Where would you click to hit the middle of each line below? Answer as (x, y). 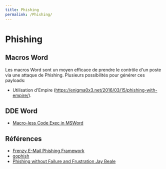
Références (23, 139)
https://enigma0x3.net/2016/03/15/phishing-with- (106, 90)
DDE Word (21, 111)
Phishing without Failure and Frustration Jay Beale (64, 161)
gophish (21, 156)
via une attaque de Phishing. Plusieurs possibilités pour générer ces (75, 75)
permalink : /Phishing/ (29, 14)
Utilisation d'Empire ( (34, 90)
